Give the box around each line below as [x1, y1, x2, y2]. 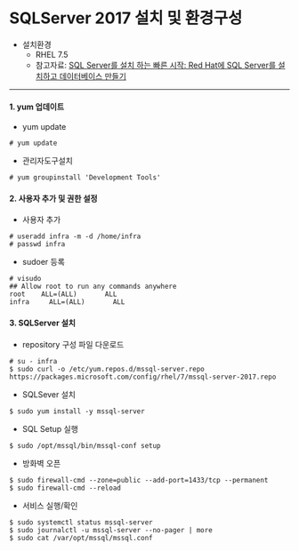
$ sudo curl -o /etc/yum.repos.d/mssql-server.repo [9, 364, 205, 373]
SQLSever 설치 [21, 388, 76, 400]
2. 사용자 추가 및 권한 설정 [9, 193, 98, 204]
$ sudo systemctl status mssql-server [9, 517, 153, 527]
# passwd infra [9, 240, 66, 249]
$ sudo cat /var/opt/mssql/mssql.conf [9, 533, 153, 542]
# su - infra [9, 356, 58, 365]
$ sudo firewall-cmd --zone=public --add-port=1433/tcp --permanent [9, 475, 269, 484]
